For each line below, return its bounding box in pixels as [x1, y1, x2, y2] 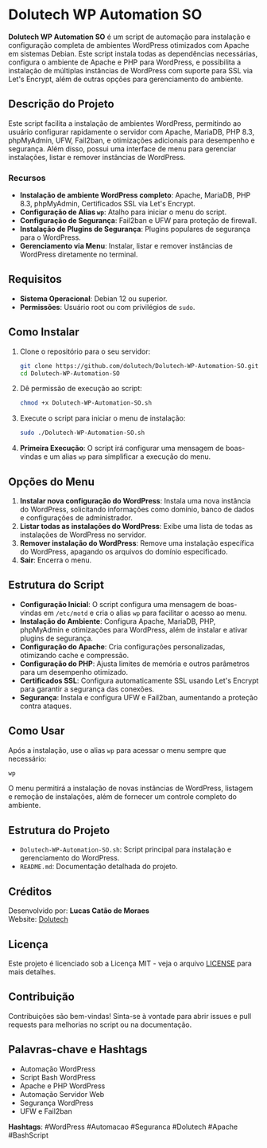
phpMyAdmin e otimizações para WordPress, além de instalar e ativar [19, 625, 248, 634]
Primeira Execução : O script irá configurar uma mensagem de [19, 444, 224, 453]
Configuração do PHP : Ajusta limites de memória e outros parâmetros [19, 659, 250, 668]
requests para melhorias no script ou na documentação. [8, 1020, 192, 1029]
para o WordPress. [19, 233, 81, 242]
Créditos [8, 884, 52, 898]
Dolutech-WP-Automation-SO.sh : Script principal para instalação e [19, 844, 232, 854]
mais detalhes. [8, 966, 56, 977]
